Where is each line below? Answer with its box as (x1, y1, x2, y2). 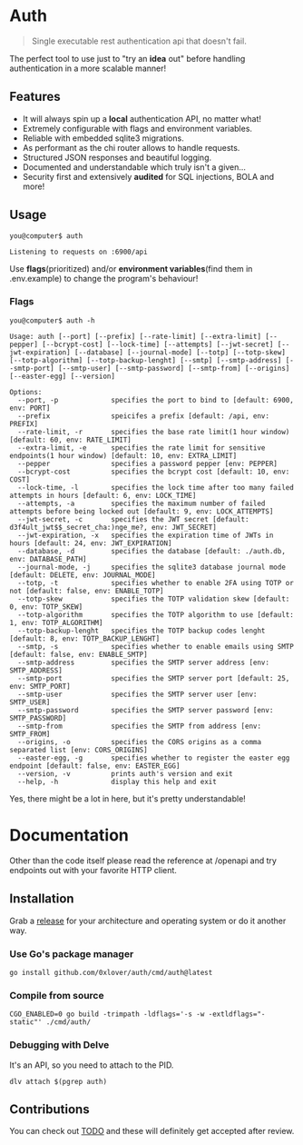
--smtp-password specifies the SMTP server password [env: (17, 705, 274, 714)
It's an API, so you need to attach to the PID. (9, 1060, 174, 1070)
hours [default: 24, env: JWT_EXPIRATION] (9, 538, 172, 548)
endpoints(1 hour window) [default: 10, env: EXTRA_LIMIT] (9, 451, 238, 460)
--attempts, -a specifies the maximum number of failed (17, 499, 266, 508)
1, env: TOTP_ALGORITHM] (9, 618, 103, 627)
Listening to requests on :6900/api (9, 247, 148, 256)
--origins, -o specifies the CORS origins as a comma (17, 737, 261, 746)
